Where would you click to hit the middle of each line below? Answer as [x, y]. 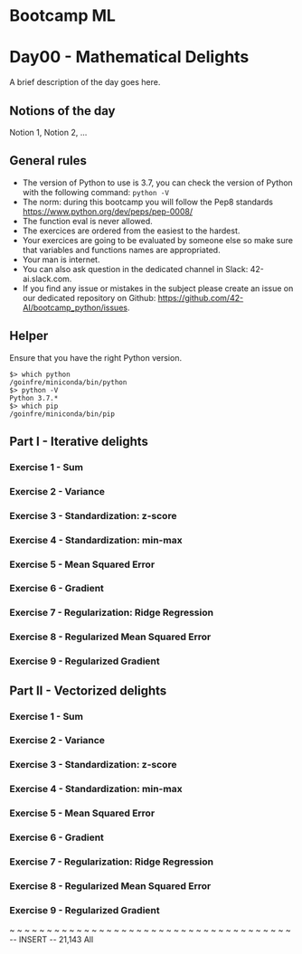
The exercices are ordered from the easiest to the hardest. [131, 231]
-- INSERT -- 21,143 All [52, 940]
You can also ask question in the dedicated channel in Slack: [135, 269]
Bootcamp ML [62, 16]
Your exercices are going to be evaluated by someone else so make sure [158, 240]
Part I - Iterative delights [79, 441]
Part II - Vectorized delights [88, 690]
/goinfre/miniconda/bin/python [68, 382]
